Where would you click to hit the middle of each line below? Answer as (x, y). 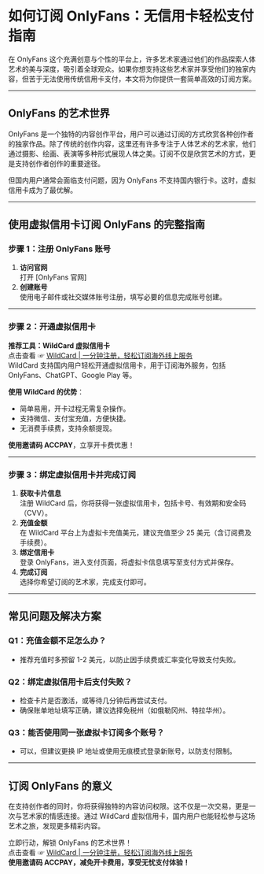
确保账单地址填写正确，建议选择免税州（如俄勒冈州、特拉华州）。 (125, 710)
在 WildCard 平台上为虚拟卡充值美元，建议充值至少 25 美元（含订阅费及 (136, 533)
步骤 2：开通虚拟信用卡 (52, 327)
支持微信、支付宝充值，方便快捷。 (75, 418)
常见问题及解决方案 (55, 616)
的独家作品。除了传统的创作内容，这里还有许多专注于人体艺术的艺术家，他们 (132, 143)
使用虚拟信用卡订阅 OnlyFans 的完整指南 (107, 225)
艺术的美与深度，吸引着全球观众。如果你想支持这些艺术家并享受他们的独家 (128, 69)
